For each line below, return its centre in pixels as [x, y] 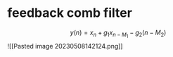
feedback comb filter [70, 13]
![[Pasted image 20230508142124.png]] [65, 46]
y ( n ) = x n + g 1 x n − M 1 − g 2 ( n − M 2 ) [118, 34]
